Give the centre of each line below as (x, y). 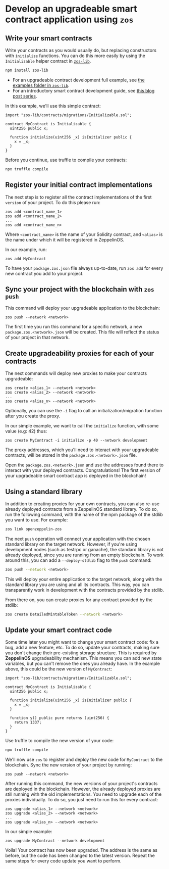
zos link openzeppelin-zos (34, 529)
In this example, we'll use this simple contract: (53, 106)
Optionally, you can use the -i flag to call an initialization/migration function (84, 411)
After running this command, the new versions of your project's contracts (81, 784)
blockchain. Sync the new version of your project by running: (69, 765)
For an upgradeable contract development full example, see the (78, 80)
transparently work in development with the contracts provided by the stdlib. (85, 590)
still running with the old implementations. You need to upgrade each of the (83, 794)
